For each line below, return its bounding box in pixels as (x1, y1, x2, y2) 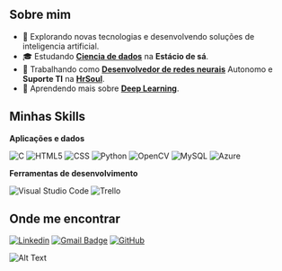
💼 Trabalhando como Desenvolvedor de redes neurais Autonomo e (22, 63, 273, 75)
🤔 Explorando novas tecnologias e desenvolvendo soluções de (22, 31, 255, 41)
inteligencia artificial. (22, 41, 100, 51)
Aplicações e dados (9, 132, 85, 143)
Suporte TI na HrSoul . (22, 73, 105, 84)
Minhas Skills (9, 109, 86, 124)
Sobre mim (9, 7, 72, 23)
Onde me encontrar (9, 212, 121, 227)
